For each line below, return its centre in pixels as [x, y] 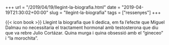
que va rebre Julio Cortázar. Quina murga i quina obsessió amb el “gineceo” [84, 33]
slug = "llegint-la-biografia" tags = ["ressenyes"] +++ [105, 12]
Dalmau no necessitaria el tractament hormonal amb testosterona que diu [82, 27]
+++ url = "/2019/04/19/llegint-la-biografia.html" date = [63, 7]
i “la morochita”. [22, 38]
